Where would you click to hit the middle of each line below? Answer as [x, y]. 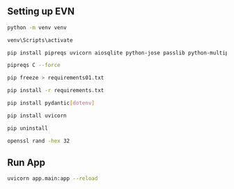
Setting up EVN [41, 12]
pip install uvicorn [37, 115]
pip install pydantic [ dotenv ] [51, 103]
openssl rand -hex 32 [39, 141]
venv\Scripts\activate [40, 40]
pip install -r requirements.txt [56, 91]
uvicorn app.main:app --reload [53, 179]
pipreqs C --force [34, 66]
